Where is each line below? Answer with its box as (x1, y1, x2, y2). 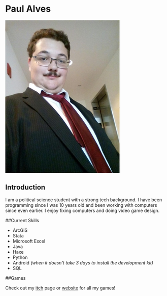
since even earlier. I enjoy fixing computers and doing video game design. (5, 207, 160, 213)
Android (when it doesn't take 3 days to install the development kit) (12, 259, 154, 265)
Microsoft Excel (12, 238, 46, 244)
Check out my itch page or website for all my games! (5, 285, 116, 291)
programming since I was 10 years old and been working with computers (5, 202, 157, 208)
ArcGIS (12, 227, 28, 233)
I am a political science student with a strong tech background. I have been (5, 197, 162, 203)
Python (12, 254, 28, 260)
